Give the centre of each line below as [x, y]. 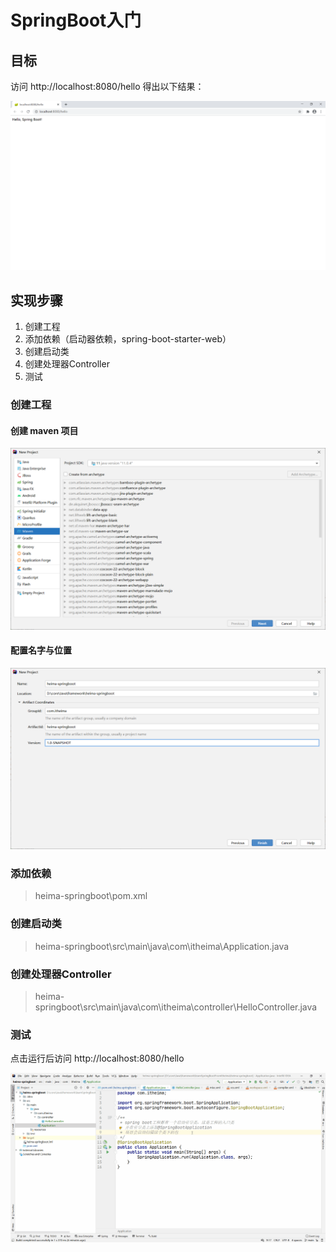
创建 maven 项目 [44, 430]
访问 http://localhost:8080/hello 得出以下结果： [107, 86]
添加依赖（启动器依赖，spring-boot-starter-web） [128, 339]
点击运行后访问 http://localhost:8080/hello [97, 1058]
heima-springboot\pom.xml [91, 896]
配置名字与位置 [41, 650]
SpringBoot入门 [76, 20]
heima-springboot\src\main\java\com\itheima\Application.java [162, 946]
